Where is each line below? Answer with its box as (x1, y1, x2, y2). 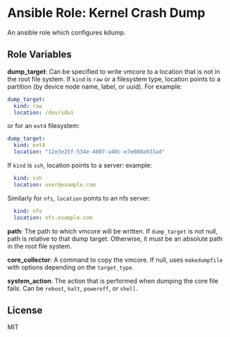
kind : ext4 (13, 142, 46, 149)
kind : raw (13, 102, 42, 110)
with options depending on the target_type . (7, 262, 134, 272)
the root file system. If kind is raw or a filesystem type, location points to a (7, 75, 221, 83)
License (7, 304, 43, 316)
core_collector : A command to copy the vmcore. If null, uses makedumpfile (7, 255, 223, 264)
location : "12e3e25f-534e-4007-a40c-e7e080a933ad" (13, 148, 165, 155)
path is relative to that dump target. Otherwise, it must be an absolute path (7, 234, 223, 243)
